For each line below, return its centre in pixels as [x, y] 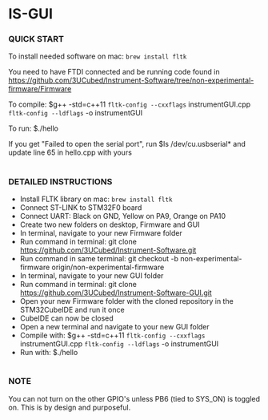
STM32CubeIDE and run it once [72, 310]
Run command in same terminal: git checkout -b [99, 259]
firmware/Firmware [40, 89]
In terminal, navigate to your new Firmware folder [101, 233]
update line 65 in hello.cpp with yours [70, 152]
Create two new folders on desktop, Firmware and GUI [110, 224]
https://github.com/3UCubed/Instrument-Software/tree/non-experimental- [131, 80]
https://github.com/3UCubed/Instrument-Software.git [108, 250]
